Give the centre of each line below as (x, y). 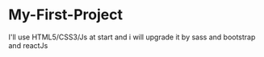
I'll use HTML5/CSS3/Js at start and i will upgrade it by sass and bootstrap (132, 37)
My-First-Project (66, 15)
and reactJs (28, 45)
